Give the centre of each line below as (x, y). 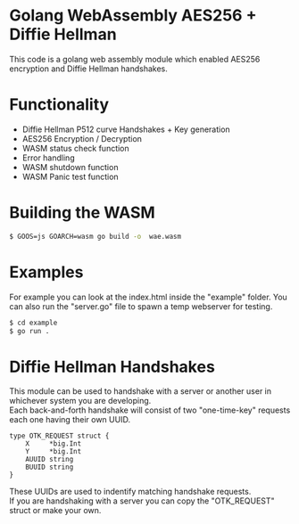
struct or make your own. (55, 511)
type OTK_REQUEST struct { (59, 436)
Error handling (48, 158)
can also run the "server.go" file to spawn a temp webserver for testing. (141, 306)
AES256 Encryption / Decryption (82, 138)
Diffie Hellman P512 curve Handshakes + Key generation (126, 129)
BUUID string (50, 467)
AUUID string (50, 460)
